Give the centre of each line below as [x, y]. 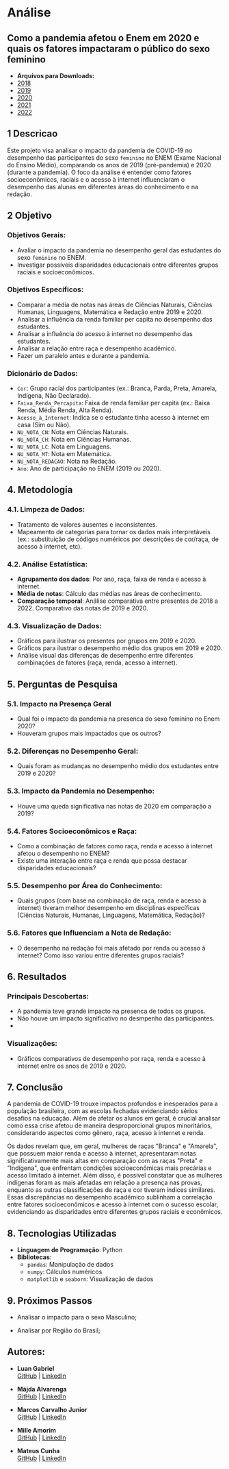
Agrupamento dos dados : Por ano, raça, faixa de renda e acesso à [111, 579]
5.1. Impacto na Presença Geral [59, 704]
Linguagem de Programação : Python [70, 1250]
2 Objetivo [30, 216]
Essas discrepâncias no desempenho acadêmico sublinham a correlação [110, 1197]
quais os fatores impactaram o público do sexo [109, 48]
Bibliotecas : [34, 1257]
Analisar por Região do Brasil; [58, 1330]
